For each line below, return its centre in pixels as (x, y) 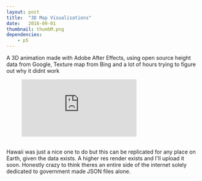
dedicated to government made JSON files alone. (69, 171)
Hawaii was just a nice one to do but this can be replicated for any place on (101, 152)
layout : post (23, 12)
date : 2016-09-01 (31, 23)
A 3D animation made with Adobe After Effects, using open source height (99, 58)
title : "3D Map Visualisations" (49, 18)
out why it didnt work (33, 71)
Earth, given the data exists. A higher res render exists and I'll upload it (95, 158)
